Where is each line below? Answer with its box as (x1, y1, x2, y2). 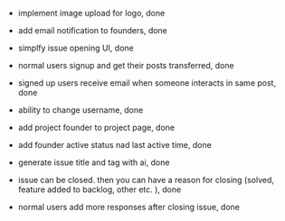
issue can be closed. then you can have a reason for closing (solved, (17, 175, 274, 185)
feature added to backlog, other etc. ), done (17, 184, 182, 195)
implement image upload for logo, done (17, 8, 166, 18)
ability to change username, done (17, 105, 144, 115)
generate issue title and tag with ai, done (17, 157, 170, 168)
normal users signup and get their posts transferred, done (17, 60, 234, 70)
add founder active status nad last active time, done (17, 140, 213, 150)
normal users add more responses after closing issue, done (17, 202, 240, 212)
